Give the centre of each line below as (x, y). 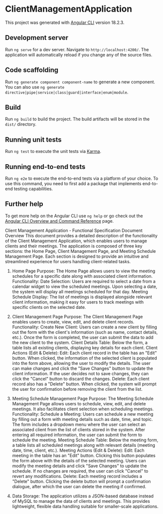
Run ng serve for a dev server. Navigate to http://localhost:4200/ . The (77, 49)
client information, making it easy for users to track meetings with (78, 302)
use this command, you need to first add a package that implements (73, 183)
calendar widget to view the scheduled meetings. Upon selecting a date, (85, 286)
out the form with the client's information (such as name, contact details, (85, 332)
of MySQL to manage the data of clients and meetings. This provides (81, 501)
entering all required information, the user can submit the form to (77, 435)
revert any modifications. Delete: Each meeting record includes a (77, 476)
